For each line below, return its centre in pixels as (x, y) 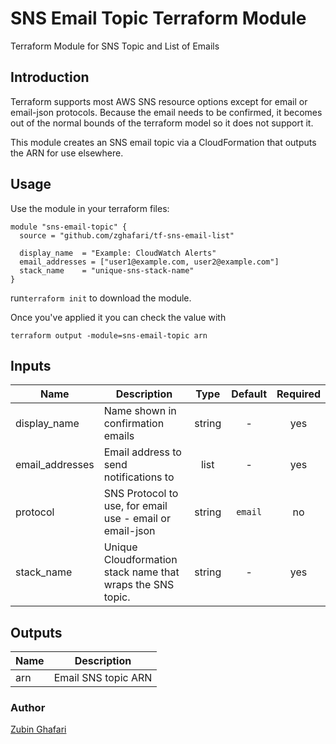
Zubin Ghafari (38, 729)
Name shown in (140, 411)
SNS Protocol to (141, 494)
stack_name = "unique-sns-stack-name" (107, 270)
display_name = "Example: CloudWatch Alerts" (118, 253)
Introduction (50, 77)
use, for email (135, 506)
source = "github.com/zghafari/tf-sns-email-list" (127, 235)
